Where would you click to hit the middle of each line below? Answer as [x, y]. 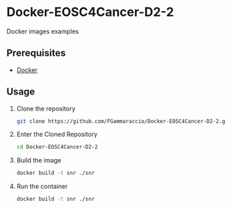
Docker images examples [43, 31]
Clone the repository [46, 108]
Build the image [39, 160]
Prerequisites [36, 53]
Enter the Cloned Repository [57, 134]
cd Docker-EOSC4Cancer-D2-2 [57, 147]
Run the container [42, 186]
